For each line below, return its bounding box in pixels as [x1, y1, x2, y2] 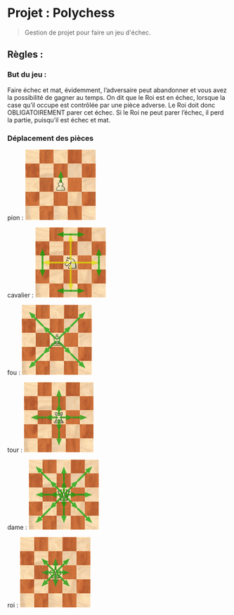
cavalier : [7, 291, 34, 299]
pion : [7, 213, 24, 222]
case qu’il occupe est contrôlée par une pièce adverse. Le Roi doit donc [7, 101, 216, 109]
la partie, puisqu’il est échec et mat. [7, 115, 111, 124]
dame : [7, 523, 27, 531]
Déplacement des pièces [7, 133, 94, 143]
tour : [7, 445, 23, 454]
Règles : [7, 49, 44, 61]
